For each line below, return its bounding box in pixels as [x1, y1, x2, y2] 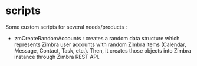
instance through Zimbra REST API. [14, 53, 100, 60]
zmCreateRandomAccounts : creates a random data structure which [14, 34, 180, 41]
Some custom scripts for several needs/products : [5, 23, 127, 30]
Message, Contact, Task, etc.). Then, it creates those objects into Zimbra [14, 47, 191, 54]
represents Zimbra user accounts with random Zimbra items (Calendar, [14, 41, 186, 48]
